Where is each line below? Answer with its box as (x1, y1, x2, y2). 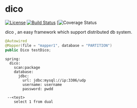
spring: (5, 56, 21, 62)
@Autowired (5, 38, 27, 43)
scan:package (14, 65, 40, 70)
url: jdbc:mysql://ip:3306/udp (22, 78, 86, 83)
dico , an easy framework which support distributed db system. (5, 29, 133, 35)
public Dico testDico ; (5, 47, 51, 52)
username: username (22, 82, 62, 87)
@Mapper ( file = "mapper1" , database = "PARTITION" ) (5, 43, 112, 48)
